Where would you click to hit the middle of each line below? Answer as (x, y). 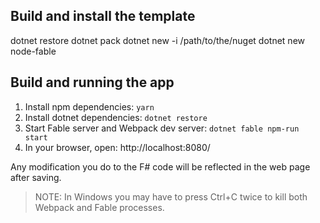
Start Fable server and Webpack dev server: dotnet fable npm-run (162, 128)
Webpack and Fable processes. (99, 207)
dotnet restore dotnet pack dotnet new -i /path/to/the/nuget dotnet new (158, 40)
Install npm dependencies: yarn (89, 106)
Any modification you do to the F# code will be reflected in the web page (160, 166)
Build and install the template (103, 16)
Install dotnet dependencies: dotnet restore (116, 117)
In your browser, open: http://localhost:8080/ (117, 147)
